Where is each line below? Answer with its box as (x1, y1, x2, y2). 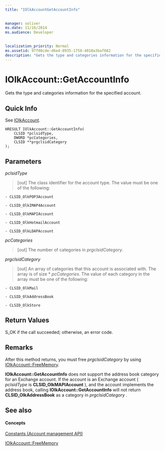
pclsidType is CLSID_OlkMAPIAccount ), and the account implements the (5, 381, 154, 387)
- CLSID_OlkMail (5, 285, 38, 291)
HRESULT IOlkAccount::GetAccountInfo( (5, 127, 84, 132)
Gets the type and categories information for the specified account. (5, 90, 141, 96)
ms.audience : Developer (5, 30, 54, 35)
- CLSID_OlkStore (5, 302, 41, 308)
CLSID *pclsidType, (14, 131, 54, 136)
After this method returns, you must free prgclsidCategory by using (5, 356, 141, 362)
